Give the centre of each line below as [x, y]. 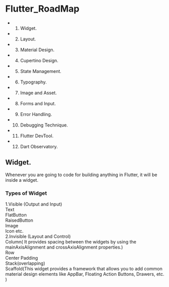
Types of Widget [26, 193]
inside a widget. [22, 180]
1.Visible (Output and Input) [34, 204]
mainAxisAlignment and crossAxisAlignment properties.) [64, 247]
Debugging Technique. [44, 125]
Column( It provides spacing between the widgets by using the [71, 242]
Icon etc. [14, 231]
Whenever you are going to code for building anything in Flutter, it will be [81, 175]
